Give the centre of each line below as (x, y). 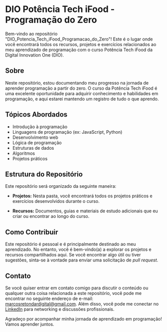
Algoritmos (24, 153)
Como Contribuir (32, 232)
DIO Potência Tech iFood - (60, 9)
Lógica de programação (37, 142)
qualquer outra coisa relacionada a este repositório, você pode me (74, 293)
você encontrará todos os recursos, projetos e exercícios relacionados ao (81, 44)
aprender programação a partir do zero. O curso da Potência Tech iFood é (81, 88)
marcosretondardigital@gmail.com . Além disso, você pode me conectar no (82, 304)
